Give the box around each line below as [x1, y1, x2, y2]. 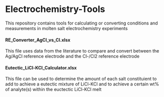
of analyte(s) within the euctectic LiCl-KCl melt [5, 86, 102, 92]
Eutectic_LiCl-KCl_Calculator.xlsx [5, 64, 77, 70]
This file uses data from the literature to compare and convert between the [5, 48, 159, 54]
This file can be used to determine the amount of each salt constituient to [5, 76, 157, 82]
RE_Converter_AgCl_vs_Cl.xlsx [5, 36, 71, 43]
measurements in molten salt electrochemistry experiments [5, 25, 128, 31]
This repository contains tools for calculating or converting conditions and [5, 20, 158, 26]
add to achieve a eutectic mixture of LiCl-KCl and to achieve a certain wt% [5, 81, 159, 87]
